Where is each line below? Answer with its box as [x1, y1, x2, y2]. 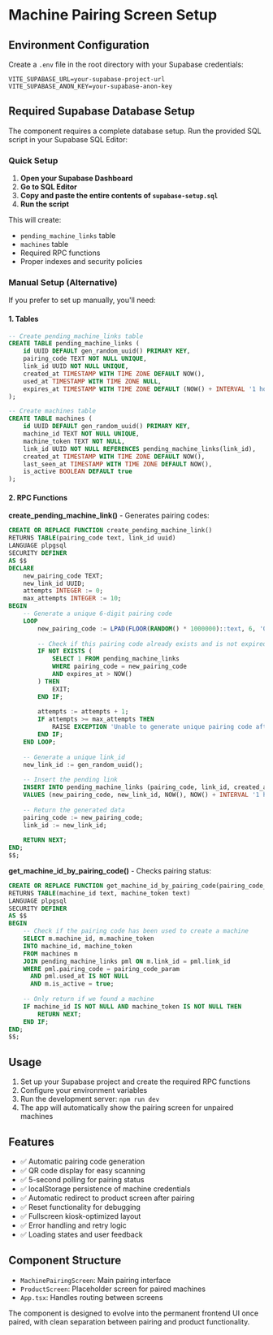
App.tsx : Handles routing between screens [19, 1292, 164, 1302]
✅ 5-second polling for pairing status [19, 1174, 145, 1184]
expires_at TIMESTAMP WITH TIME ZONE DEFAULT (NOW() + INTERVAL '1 [23, 384, 256, 393]
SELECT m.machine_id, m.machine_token [23, 934, 154, 943]
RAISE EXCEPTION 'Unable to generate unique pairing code [51, 723, 253, 731]
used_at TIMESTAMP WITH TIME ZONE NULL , [23, 377, 162, 385]
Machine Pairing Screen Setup [8, 6, 218, 24]
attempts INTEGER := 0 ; [23, 587, 104, 595]
